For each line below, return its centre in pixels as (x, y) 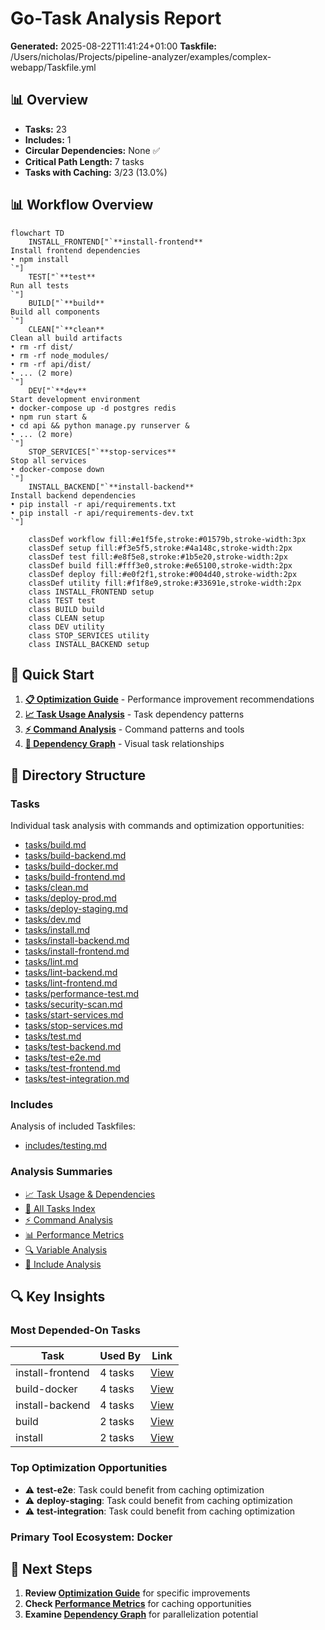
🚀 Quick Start (52, 674)
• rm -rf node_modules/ (60, 355)
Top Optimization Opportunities (89, 1468)
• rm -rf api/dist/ (51, 364)
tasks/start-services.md (74, 1015)
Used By (120, 1356)
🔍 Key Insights (58, 1297)
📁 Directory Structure (78, 775)
